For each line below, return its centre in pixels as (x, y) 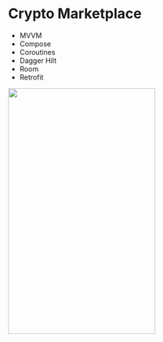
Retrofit (31, 77)
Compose (35, 43)
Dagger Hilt (38, 61)
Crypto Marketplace (75, 14)
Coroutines (37, 52)
